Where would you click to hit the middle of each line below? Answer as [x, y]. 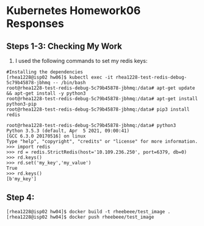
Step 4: [20, 198]
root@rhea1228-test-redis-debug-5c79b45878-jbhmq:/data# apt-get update [101, 88]
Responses [35, 24]
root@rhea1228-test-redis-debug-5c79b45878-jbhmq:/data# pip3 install [98, 109]
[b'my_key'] [21, 179]
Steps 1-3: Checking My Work [64, 46]
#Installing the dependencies [45, 72]
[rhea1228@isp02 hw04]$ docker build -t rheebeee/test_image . [89, 211]
